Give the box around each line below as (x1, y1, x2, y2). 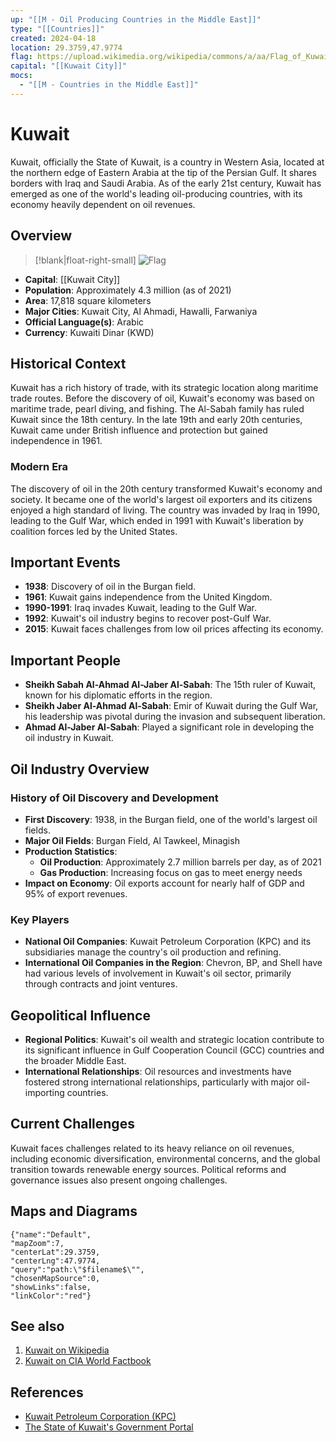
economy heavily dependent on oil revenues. (10, 198, 196, 210)
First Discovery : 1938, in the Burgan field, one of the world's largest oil (24, 813, 318, 825)
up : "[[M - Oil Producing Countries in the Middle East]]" (10, 14, 262, 25)
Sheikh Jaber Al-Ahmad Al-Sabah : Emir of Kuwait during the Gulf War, (24, 700, 319, 712)
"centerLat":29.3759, (10, 1247, 101, 1257)
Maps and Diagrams (10, 1203, 138, 1220)
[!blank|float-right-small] (34, 254, 137, 266)
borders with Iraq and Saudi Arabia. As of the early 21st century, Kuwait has (10, 177, 322, 189)
